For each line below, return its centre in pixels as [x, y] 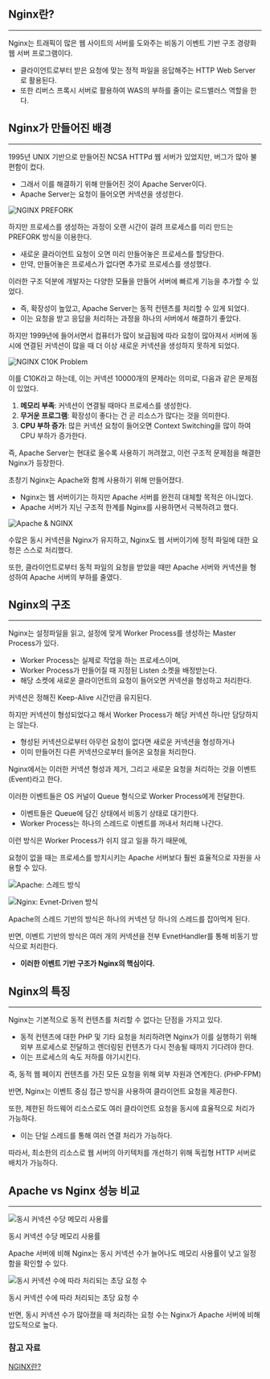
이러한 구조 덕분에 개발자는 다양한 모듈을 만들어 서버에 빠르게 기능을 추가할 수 [129, 281]
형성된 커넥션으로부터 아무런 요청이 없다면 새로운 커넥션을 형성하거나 [127, 742]
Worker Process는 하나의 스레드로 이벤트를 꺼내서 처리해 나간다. [121, 823]
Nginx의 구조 [39, 605]
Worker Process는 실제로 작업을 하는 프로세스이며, [100, 661]
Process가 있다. [33, 644]
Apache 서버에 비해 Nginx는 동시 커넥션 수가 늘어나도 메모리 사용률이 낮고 [125, 1253]
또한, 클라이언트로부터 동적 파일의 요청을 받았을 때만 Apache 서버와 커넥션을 [128, 567]
